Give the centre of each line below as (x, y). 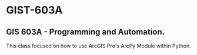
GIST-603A (34, 10)
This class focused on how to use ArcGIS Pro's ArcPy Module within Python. (98, 46)
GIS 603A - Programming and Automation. (86, 32)
